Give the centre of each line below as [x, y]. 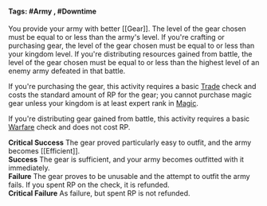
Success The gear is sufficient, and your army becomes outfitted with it [126, 160]
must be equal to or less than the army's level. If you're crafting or [116, 37]
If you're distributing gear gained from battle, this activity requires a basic [129, 119]
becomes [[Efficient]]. [44, 151]
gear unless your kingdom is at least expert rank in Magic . [104, 103]
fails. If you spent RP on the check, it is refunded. [89, 185]
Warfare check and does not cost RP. [69, 127]
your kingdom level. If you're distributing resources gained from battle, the [130, 54]
